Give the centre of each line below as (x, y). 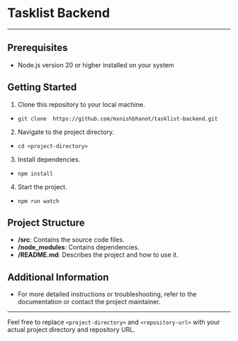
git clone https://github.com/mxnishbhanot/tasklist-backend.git (118, 118)
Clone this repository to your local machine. (81, 104)
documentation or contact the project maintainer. (89, 302)
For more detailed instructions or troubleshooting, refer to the (107, 294)
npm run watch (38, 201)
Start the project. (42, 186)
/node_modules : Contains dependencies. (78, 247)
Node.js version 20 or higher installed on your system (96, 65)
